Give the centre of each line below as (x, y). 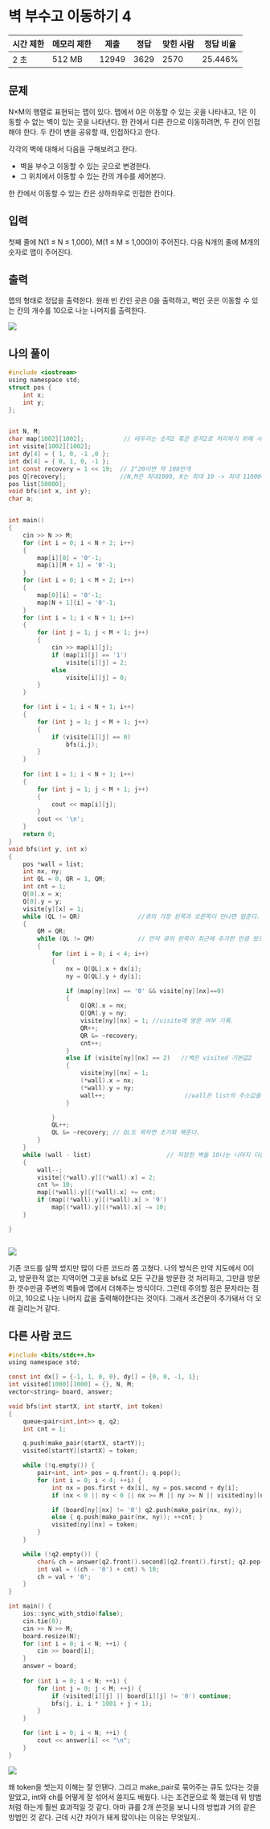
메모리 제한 (72, 43)
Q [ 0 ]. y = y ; (43, 901)
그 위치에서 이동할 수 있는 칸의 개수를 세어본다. (93, 176)
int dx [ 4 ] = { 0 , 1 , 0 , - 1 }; (59, 461)
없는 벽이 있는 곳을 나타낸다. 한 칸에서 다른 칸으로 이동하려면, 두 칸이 (139, 122)
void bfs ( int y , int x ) (48, 849)
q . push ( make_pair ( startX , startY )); (84, 1444)
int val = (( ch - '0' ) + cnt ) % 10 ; (98, 1569)
